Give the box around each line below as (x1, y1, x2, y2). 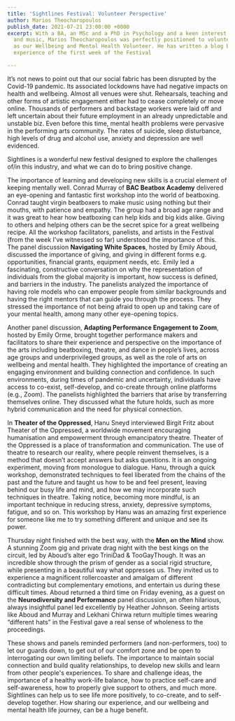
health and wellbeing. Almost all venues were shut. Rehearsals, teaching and (7, 89, 229, 98)
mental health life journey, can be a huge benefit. (7, 706, 149, 714)
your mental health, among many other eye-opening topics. (7, 309, 178, 318)
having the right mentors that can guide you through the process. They (7, 294, 212, 303)
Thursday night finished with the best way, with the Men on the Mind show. (7, 536, 225, 544)
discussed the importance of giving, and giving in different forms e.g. (7, 250, 207, 259)
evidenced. (7, 141, 40, 150)
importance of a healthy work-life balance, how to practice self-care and (7, 676, 217, 684)
